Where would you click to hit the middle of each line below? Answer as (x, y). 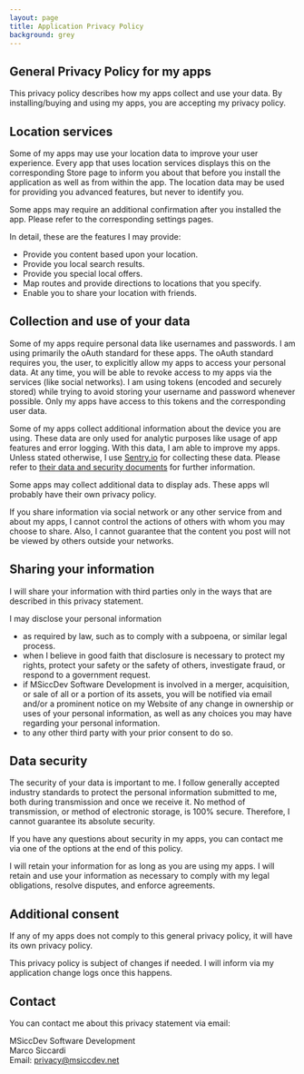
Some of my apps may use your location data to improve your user (134, 153)
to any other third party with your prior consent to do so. (128, 733)
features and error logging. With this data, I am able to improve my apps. (145, 448)
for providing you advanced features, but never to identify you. (127, 192)
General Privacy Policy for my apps (110, 71)
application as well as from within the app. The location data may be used (147, 182)
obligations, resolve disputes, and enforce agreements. (113, 885)
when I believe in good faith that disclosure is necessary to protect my (154, 655)
